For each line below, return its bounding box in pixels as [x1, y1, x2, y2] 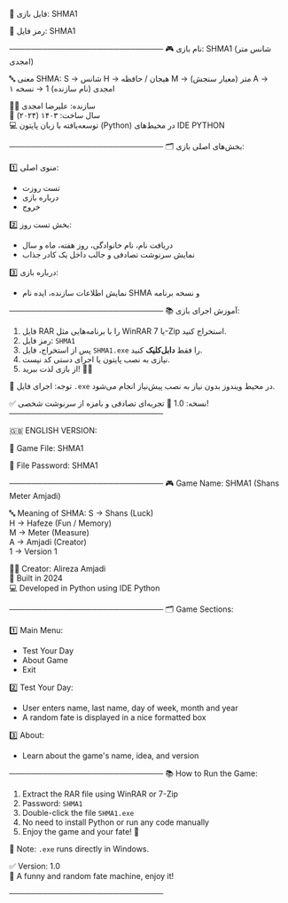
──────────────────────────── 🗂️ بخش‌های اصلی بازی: [9, 141, 245, 151]
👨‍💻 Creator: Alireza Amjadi [9, 564, 106, 574]
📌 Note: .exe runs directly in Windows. [9, 844, 150, 854]
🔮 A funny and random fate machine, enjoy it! [9, 871, 175, 881]
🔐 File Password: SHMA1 [9, 460, 98, 471]
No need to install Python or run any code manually [21, 817, 210, 828]
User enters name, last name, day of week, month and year [21, 702, 238, 713]
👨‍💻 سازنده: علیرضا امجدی [9, 100, 96, 111]
